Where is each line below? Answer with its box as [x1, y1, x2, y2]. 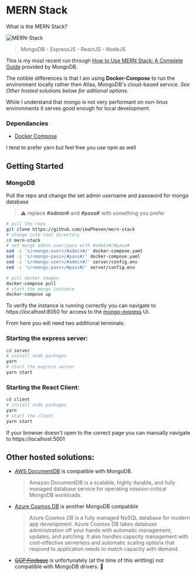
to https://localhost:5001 [6, 435, 65, 442]
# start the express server [6, 364, 75, 370]
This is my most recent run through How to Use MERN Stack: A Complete [6, 57, 184, 64]
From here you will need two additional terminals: [6, 320, 125, 327]
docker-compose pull [6, 280, 57, 286]
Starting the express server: [6, 334, 88, 343]
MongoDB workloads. [29, 492, 82, 499]
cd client [6, 397, 31, 402]
